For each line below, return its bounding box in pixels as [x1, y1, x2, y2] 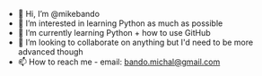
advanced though [17, 46, 83, 57]
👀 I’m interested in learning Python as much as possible [17, 18, 223, 29]
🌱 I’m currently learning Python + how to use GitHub [17, 28, 211, 38]
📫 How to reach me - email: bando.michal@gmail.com [17, 56, 221, 67]
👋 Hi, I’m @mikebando [17, 9, 100, 19]
